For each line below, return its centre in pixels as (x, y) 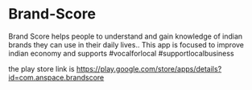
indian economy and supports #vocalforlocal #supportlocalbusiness (122, 53)
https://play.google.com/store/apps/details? (149, 68)
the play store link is (41, 68)
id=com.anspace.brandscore (56, 77)
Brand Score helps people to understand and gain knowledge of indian (126, 36)
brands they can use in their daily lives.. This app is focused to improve (126, 44)
